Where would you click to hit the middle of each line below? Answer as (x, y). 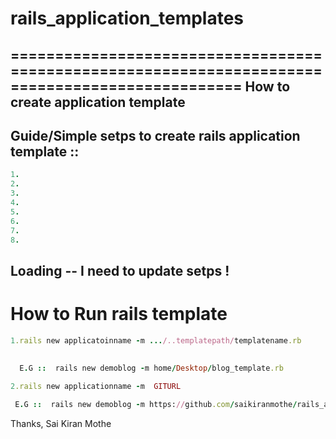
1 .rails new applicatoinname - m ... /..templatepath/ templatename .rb (156, 340)
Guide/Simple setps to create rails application (155, 135)
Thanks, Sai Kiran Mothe (61, 423)
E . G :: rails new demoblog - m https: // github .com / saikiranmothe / (156, 405)
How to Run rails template (119, 313)
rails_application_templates (127, 18)
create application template (98, 102)
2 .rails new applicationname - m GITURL (96, 387)
